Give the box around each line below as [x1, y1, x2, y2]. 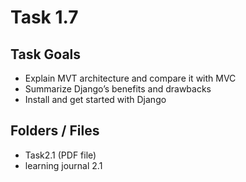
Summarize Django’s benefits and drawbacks [24, 83, 212, 95]
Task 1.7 [10, 6, 79, 29]
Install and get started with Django [24, 94, 167, 105]
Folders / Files [10, 122, 100, 140]
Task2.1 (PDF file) [24, 149, 97, 161]
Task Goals [10, 46, 82, 63]
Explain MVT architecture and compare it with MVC [24, 72, 237, 84]
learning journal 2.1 [24, 159, 103, 171]
